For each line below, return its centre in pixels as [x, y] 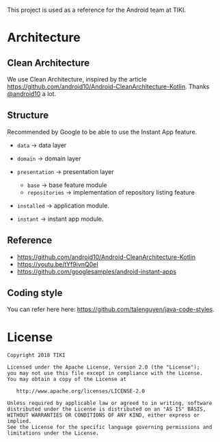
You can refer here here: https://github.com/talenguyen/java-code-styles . [111, 309]
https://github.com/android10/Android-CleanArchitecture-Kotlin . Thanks [108, 86]
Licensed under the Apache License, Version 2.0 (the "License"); [104, 367]
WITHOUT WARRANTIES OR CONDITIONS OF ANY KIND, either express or [104, 415]
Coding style [35, 293]
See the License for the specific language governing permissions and [110, 428]
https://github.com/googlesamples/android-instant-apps [96, 271]
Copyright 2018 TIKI [37, 356]
